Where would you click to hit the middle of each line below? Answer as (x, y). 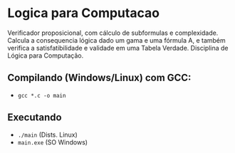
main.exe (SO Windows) (52, 142)
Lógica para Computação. (46, 56)
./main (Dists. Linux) (48, 134)
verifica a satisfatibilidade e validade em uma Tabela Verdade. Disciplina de (118, 48)
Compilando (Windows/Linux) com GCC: (99, 78)
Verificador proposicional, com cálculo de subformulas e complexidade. (113, 33)
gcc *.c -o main (42, 95)
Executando (35, 118)
